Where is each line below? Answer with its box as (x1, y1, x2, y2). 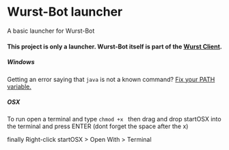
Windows (7, 58, 36, 66)
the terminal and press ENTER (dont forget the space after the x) (7, 122, 189, 130)
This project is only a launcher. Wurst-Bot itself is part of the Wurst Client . (7, 42, 222, 50)
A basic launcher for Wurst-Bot (7, 27, 95, 35)
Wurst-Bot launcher (7, 4, 123, 20)
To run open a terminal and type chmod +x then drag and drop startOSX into (7, 115, 221, 123)
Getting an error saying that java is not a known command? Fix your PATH (7, 75, 215, 83)
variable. (7, 82, 32, 91)
